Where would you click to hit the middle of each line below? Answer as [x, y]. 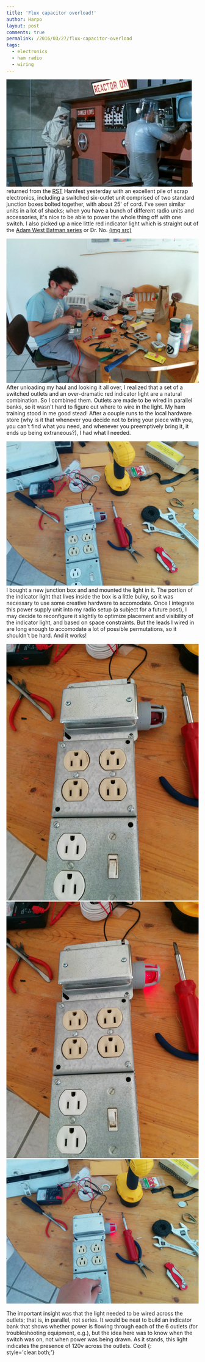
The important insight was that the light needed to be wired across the [95, 1313]
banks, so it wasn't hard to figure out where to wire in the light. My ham [96, 407]
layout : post [23, 26]
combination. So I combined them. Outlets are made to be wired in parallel [99, 400]
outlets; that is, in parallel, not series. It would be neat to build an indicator [99, 1320]
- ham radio [27, 58]
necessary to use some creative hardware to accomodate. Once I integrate [100, 603]
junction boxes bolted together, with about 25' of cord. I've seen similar [96, 204]
